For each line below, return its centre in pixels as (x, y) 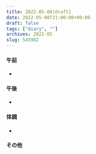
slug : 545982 (23, 40)
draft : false (23, 23)
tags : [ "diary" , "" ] (32, 29)
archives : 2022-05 (29, 34)
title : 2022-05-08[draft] (39, 12)
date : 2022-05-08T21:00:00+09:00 (48, 18)
